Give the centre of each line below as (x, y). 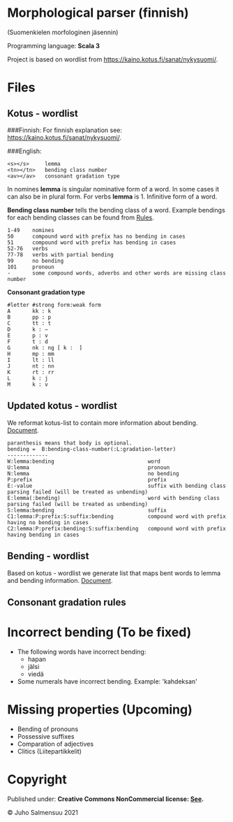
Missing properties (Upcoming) (100, 710)
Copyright (37, 780)
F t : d (28, 341)
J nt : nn (31, 366)
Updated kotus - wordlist (62, 406)
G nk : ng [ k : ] (45, 347)
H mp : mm (31, 354)
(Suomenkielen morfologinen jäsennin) (63, 32)
